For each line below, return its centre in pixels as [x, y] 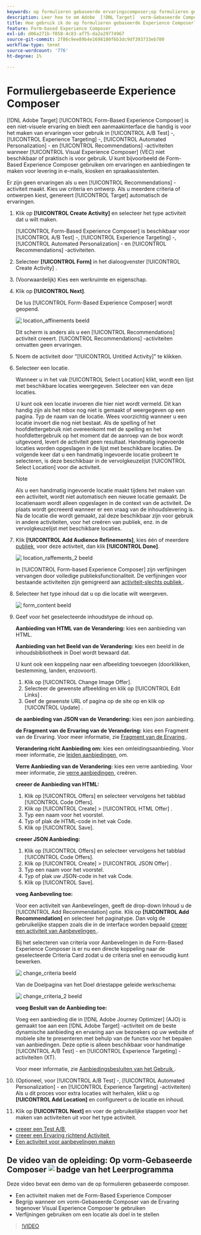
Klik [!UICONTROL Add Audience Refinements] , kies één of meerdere [102, 540]
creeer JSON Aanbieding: [48, 839]
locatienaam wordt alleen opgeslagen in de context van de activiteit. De [103, 503]
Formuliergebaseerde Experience [92, 91]
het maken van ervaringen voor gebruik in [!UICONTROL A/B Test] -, [91, 133]
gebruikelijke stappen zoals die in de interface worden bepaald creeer [101, 924]
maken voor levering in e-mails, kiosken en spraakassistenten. [83, 171]
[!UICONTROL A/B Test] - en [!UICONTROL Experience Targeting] [96, 1051]
